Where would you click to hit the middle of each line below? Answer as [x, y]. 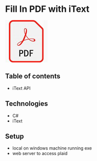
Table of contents [33, 76]
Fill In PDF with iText [48, 9]
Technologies [27, 104]
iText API [21, 88]
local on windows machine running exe [52, 148]
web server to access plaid [40, 154]
